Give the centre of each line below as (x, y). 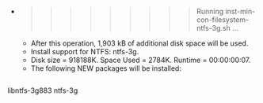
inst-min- (240, 11)
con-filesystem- (223, 20)
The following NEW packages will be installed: (106, 68)
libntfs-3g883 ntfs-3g (43, 90)
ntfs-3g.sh (213, 28)
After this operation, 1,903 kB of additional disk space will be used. (139, 43)
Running (210, 11)
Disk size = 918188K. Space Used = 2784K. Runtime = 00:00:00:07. (141, 60)
